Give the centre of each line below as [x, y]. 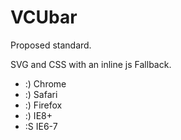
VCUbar [44, 17]
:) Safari [41, 94]
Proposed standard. [51, 45]
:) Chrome [45, 83]
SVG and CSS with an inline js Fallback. [91, 64]
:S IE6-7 [41, 126]
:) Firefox [43, 105]
